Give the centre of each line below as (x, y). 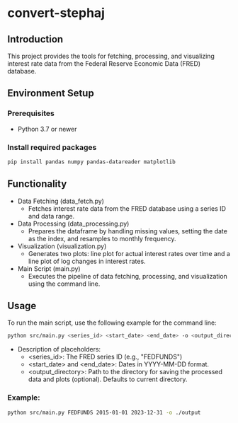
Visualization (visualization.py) (62, 246)
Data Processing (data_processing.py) (73, 224)
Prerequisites (31, 113)
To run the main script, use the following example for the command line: (112, 323)
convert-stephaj (56, 13)
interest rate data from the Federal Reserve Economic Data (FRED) (104, 64)
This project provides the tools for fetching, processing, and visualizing (111, 56)
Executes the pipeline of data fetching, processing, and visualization (128, 276)
